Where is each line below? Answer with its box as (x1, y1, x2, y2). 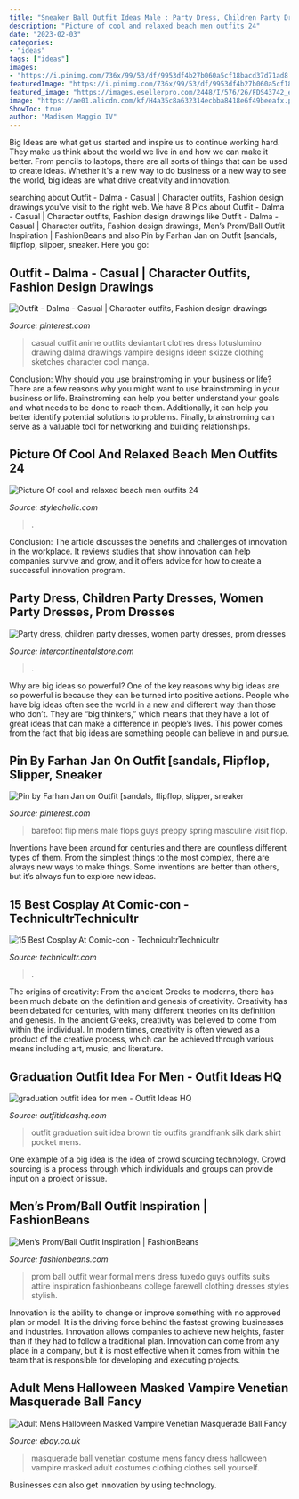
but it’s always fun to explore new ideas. (9, 871, 157, 882)
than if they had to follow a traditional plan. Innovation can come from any (9, 1335, 279, 1347)
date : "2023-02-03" (9, 29, 82, 38)
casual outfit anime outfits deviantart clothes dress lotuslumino (30, 337, 262, 348)
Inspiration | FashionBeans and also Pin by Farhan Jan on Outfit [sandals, (9, 230, 278, 241)
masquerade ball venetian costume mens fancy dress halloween (30, 1453, 267, 1463)
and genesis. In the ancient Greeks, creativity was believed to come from (9, 1015, 278, 1025)
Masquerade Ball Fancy (9, 1395, 142, 1410)
